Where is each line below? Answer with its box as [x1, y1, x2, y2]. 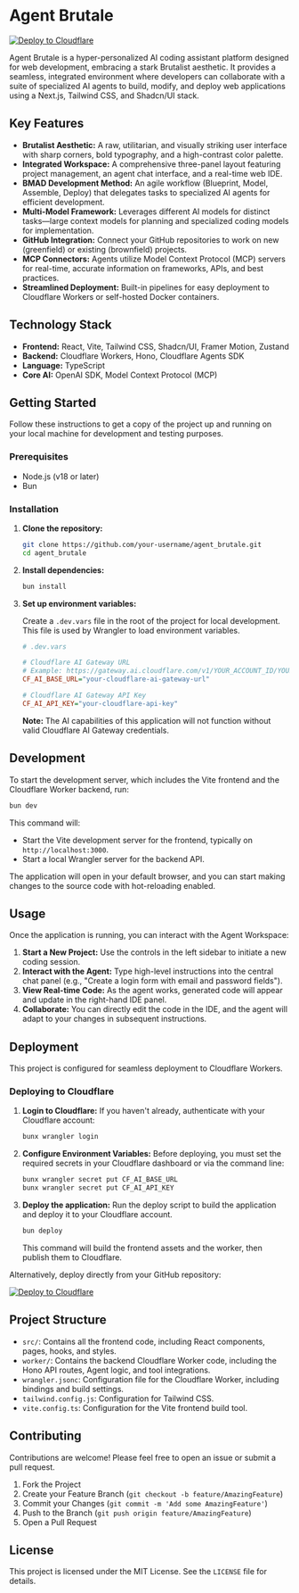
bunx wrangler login [21, 1133, 99, 1141]
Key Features [9, 116, 85, 131]
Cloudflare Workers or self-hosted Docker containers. [21, 291, 220, 302]
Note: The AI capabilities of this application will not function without [21, 715, 271, 726]
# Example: [21, 667, 63, 676]
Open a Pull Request [21, 1516, 98, 1527]
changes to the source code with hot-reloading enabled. [9, 880, 216, 891]
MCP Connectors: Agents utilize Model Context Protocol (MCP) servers [21, 253, 287, 264]
